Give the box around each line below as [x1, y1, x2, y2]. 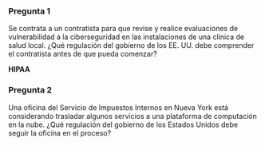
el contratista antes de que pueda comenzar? [8, 49, 157, 59]
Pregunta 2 [8, 85, 53, 96]
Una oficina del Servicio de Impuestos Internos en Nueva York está [8, 102, 229, 112]
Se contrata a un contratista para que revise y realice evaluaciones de [8, 24, 238, 34]
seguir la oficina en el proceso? [8, 128, 112, 137]
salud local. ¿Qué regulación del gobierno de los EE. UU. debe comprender [8, 41, 255, 50]
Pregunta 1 [8, 6, 50, 17]
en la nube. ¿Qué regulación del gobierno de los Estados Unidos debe [8, 120, 238, 129]
